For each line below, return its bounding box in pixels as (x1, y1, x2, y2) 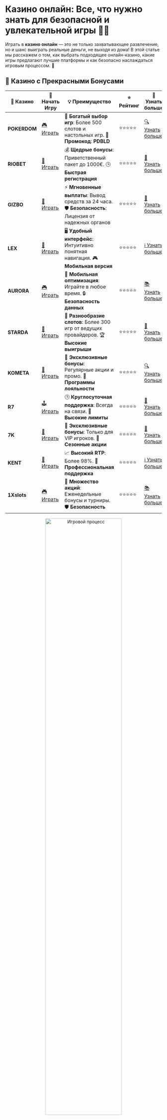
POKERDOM (7, 125, 37, 132)
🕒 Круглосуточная (64, 393, 112, 400)
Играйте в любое (64, 283, 106, 290)
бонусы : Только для (64, 428, 113, 435)
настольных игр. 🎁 (64, 131, 109, 138)
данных (64, 304, 84, 311)
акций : (64, 484, 82, 491)
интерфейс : (64, 235, 94, 242)
